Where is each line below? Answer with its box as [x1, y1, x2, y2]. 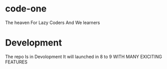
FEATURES [5, 58, 28, 65]
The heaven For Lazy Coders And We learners [5, 19, 100, 25]
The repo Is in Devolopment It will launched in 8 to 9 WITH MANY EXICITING [5, 53, 162, 59]
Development [5, 37, 62, 48]
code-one [5, 3, 47, 14]
